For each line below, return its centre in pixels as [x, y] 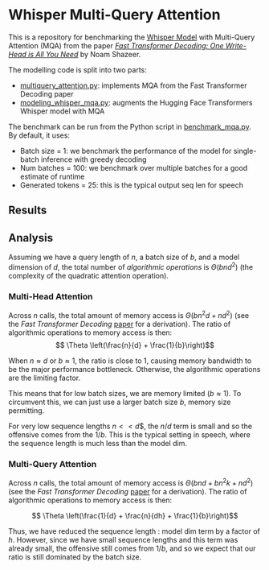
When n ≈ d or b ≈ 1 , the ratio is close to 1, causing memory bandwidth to [130, 361]
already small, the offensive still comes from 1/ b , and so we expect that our [132, 548]
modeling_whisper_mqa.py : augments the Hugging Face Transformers [136, 102]
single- [245, 151]
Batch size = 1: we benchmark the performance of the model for [126, 151]
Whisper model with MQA [62, 111]
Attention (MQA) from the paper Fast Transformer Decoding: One [116, 45]
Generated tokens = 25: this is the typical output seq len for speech [131, 185]
